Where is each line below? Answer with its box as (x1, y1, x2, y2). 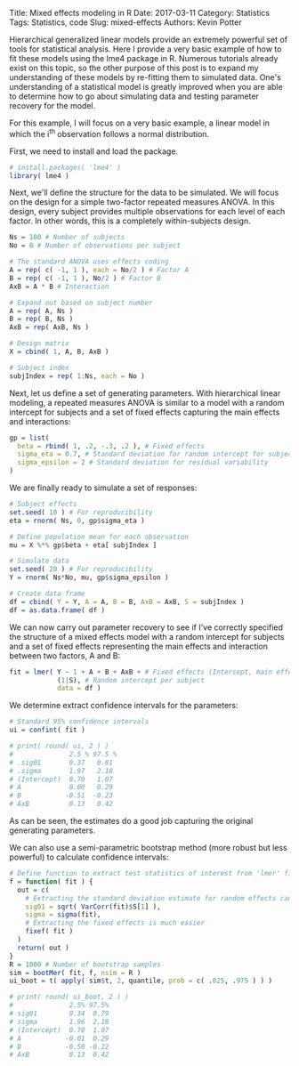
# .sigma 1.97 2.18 (9, 766, 114, 775)
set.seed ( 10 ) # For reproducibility (9, 507, 153, 517)
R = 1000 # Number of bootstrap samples (9, 960, 162, 969)
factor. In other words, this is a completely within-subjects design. (9, 215, 251, 226)
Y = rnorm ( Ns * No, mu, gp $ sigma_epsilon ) (9, 573, 169, 582)
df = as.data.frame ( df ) (9, 605, 105, 615)
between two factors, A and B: (9, 650, 121, 661)
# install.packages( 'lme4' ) (9, 163, 122, 172)
